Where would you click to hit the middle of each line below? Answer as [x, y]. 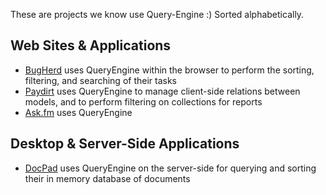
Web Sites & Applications [91, 45]
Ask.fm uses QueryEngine [78, 112]
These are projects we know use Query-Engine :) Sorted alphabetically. [157, 14]
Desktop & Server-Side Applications [125, 144]
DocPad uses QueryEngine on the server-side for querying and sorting [170, 168]
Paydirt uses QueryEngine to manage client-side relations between [162, 91]
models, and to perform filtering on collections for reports [143, 101]
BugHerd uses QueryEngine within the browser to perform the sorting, [169, 70]
